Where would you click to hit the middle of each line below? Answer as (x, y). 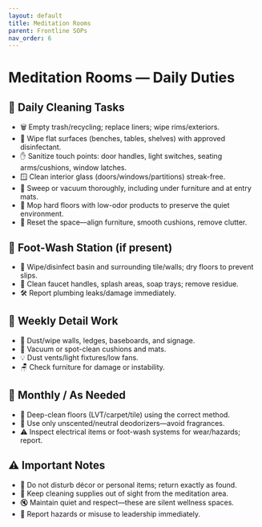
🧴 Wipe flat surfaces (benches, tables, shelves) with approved (123, 139)
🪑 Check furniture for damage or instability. (93, 367)
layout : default (35, 16)
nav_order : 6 (30, 38)
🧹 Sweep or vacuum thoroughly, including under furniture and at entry (136, 189)
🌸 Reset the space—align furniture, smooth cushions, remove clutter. (133, 222)
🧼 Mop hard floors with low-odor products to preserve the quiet (125, 205)
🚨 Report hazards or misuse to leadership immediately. (110, 513)
